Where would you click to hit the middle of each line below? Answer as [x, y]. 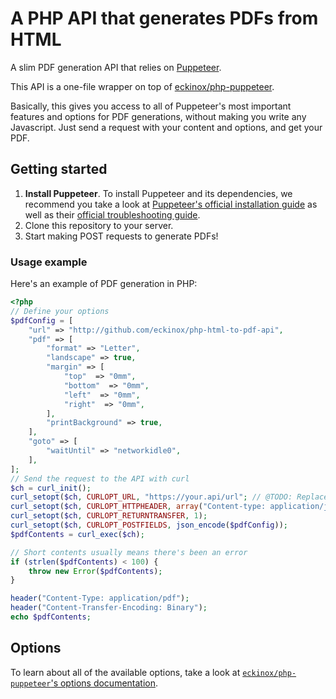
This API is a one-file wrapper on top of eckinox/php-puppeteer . [142, 86]
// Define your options [60, 311]
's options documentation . [104, 683]
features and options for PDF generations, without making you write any [158, 116]
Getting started [59, 169]
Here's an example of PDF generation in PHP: [104, 284]
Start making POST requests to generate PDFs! [121, 236]
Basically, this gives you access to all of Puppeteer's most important [151, 106]
